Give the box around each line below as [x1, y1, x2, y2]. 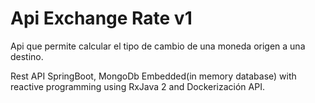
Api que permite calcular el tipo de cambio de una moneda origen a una [10, 40, 306, 52]
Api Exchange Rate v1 [10, 7, 193, 30]
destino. [10, 50, 44, 62]
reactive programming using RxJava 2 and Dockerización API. [10, 80, 265, 92]
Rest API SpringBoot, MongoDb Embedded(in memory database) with [10, 70, 297, 82]
